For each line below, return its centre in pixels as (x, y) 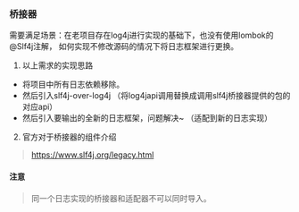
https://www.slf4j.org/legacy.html (92, 155)
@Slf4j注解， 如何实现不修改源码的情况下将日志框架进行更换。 (124, 47)
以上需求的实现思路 (58, 65)
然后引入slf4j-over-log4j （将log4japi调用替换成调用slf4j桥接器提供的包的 (156, 96)
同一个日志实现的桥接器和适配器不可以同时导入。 (121, 198)
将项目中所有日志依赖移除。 (73, 85)
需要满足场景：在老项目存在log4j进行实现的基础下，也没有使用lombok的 (141, 35)
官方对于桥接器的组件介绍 (69, 137)
